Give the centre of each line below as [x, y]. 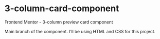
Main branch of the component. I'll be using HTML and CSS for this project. [80, 31]
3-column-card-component [62, 9]
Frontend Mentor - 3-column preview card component [59, 22]
